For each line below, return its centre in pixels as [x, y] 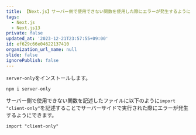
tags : [13, 17]
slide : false [22, 55]
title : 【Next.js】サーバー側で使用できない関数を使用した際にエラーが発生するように [99, 11]
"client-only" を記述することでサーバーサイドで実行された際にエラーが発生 [97, 108]
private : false [25, 33]
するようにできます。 [32, 115]
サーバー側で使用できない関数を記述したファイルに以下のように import [91, 101]
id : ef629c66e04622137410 [37, 44]
